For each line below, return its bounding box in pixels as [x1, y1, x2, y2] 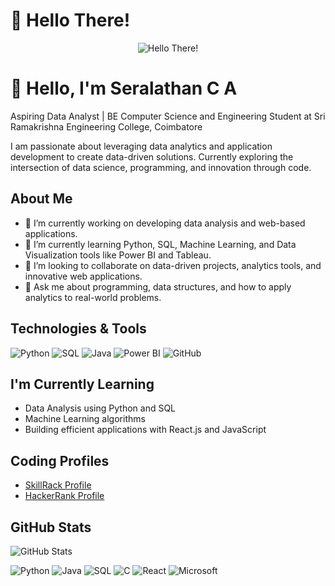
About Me [10, 190, 73, 208]
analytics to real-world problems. [24, 291, 162, 303]
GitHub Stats [10, 519, 92, 536]
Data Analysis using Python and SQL [24, 402, 177, 414]
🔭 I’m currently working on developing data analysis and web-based [24, 217, 306, 229]
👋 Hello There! [10, 9, 131, 32]
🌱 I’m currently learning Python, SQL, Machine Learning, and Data [24, 238, 297, 250]
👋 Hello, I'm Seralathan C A [10, 77, 238, 100]
